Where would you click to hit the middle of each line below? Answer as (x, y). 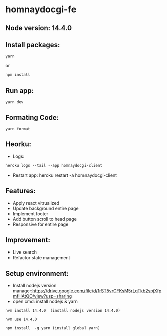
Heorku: (18, 144)
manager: (22, 291)
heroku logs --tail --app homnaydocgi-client (54, 165)
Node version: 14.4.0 (38, 28)
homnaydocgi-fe (41, 9)
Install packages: (33, 45)
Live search (24, 252)
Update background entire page (46, 208)
